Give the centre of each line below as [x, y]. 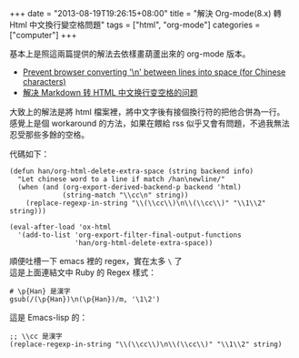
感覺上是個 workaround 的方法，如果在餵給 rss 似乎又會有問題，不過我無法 [149, 123]
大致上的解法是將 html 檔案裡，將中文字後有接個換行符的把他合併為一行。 [147, 112]
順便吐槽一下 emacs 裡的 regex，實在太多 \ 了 [96, 261]
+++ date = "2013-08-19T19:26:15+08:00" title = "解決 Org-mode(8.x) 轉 [145, 13]
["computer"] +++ [43, 35]
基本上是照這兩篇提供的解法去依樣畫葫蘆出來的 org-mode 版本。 [130, 54]
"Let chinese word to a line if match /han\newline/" [121, 179]
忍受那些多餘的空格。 [49, 134]
